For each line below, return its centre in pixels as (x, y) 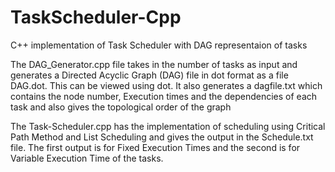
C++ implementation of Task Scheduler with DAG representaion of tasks (159, 45)
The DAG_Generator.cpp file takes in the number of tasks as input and (154, 64)
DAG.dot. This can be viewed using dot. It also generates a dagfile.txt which (166, 85)
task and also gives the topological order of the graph (121, 107)
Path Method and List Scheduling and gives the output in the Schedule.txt (162, 137)
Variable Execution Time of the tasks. (87, 158)
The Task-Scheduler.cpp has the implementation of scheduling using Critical (168, 126)
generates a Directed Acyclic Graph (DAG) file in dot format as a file (149, 75)
